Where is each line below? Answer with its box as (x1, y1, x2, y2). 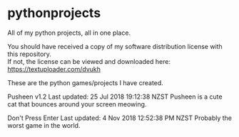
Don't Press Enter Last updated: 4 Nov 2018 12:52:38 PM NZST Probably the (7, 114, 233, 122)
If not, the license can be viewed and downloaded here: (7, 57, 171, 65)
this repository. (7, 50, 52, 58)
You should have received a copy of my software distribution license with (7, 42, 223, 50)
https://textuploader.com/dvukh (7, 65, 101, 73)
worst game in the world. (7, 121, 81, 129)
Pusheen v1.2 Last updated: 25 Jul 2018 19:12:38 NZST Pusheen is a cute (7, 92, 223, 101)
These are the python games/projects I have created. (7, 78, 164, 87)
